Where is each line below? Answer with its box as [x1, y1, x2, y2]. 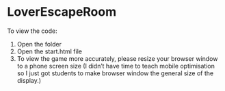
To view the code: [7, 27, 57, 35]
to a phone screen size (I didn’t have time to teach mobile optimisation [16, 62, 215, 70]
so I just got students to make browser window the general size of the [16, 69, 214, 77]
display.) [16, 76, 42, 84]
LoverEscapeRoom [7, 4, 117, 20]
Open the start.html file [16, 47, 82, 55]
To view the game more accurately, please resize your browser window [16, 54, 218, 62]
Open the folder [16, 40, 62, 48]
